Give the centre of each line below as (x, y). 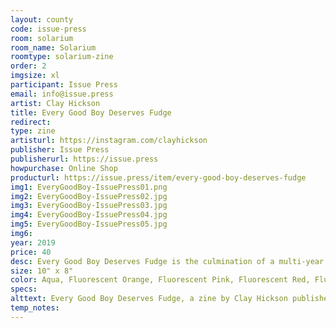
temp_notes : (35, 308)
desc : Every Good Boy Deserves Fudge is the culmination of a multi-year (167, 261)
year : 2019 (33, 242)
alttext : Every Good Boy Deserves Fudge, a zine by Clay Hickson (149, 299)
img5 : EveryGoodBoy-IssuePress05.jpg (89, 224)
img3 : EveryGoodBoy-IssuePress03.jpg (89, 206)
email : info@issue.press (62, 94)
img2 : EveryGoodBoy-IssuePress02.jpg (89, 196)
